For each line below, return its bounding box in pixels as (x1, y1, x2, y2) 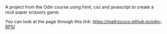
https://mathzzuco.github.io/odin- (92, 19, 162, 24)
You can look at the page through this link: (5, 19, 92, 24)
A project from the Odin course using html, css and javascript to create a (5, 4, 154, 10)
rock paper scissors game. (5, 9, 60, 15)
